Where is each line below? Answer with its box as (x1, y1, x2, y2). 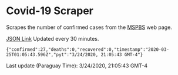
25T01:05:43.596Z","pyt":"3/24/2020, (6, 51, 99, 57)
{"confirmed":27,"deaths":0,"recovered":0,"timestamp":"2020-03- (6, 46, 169, 53)
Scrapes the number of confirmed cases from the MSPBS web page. (6, 24, 172, 31)
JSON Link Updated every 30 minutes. (6, 35, 99, 42)
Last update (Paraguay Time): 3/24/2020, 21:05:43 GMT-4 (6, 62, 148, 69)
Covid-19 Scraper (6, 4, 94, 18)
